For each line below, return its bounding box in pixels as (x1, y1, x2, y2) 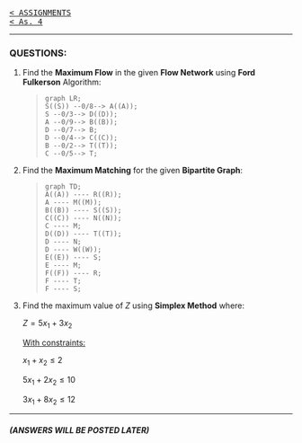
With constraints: (22, 337, 86, 349)
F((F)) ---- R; (44, 269, 102, 278)
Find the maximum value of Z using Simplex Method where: (22, 300, 245, 311)
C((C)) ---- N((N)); (44, 214, 122, 223)
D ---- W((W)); (44, 245, 102, 254)
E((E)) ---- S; (44, 253, 102, 262)
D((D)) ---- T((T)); (44, 229, 122, 239)
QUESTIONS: (9, 47, 67, 59)
